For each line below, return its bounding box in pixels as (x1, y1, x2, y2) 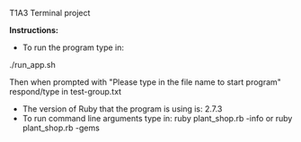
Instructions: (9, 25, 59, 35)
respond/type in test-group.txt (9, 87, 122, 96)
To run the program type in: (22, 42, 124, 53)
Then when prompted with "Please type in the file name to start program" (9, 77, 281, 88)
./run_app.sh (9, 60, 56, 70)
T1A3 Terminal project (9, 8, 91, 18)
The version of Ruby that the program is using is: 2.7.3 (22, 104, 223, 114)
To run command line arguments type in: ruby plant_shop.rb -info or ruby (22, 113, 293, 123)
